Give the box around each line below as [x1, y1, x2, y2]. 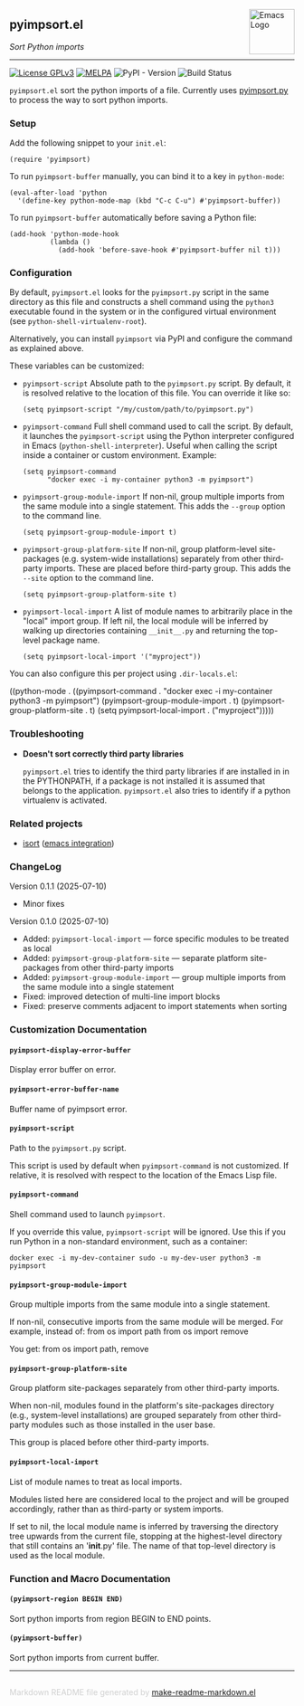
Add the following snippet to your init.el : [9, 138, 166, 148]
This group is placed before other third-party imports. [9, 1437, 210, 1448]
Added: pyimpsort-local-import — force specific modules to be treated [22, 933, 290, 945]
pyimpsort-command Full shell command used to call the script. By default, [22, 421, 294, 432]
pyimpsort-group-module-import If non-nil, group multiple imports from [22, 491, 285, 502]
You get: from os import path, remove [9, 1344, 149, 1355]
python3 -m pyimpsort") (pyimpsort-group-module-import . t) [9, 695, 240, 706]
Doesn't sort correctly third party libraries [22, 748, 184, 759]
